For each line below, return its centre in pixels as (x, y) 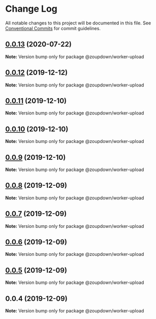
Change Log (31, 9)
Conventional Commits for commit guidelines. (53, 28)
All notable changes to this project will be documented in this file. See (78, 23)
